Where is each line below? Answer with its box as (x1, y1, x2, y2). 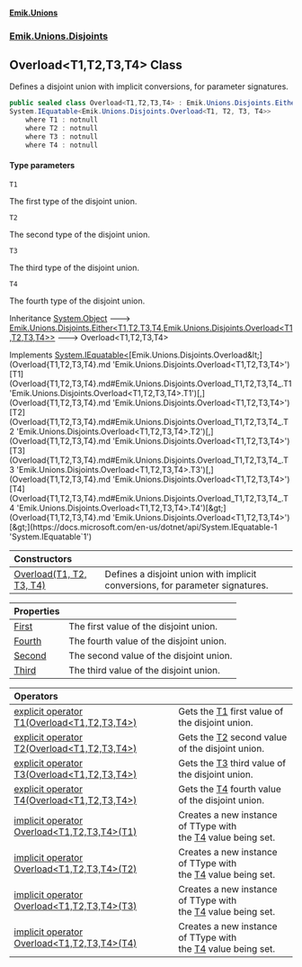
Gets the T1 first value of (178, 705, 284, 718)
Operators (13, 690, 58, 702)
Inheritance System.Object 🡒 (9, 312, 131, 323)
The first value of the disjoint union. (68, 619, 218, 632)
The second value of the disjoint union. (68, 649, 233, 662)
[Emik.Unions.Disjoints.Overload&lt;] (129, 349, 263, 360)
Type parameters (9, 160, 75, 171)
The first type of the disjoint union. (9, 195, 138, 206)
